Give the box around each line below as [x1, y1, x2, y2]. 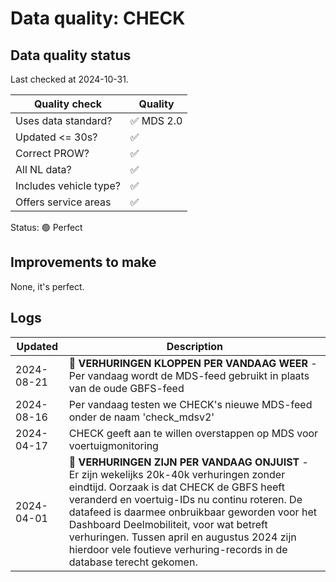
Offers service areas [15, 195, 112, 209]
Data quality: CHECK [10, 7, 186, 30]
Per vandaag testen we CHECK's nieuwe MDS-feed [68, 397, 313, 411]
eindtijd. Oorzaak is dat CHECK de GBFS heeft [68, 480, 285, 494]
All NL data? [15, 163, 72, 176]
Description [166, 339, 224, 353]
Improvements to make [10, 254, 157, 271]
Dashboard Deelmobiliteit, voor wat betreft [68, 517, 268, 531]
